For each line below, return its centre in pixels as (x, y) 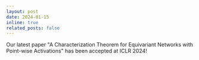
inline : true (22, 22)
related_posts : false (33, 28)
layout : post (22, 11)
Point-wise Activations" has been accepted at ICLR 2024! (77, 51)
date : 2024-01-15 (28, 17)
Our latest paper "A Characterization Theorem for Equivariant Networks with (100, 45)
